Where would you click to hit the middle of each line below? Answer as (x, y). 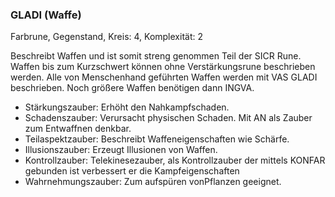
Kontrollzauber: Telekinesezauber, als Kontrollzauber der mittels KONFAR (175, 160)
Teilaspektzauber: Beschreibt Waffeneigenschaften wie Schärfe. (157, 139)
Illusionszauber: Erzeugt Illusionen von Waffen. (121, 150)
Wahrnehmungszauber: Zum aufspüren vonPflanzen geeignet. (153, 182)
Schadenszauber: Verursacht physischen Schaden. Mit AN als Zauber (168, 118)
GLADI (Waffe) (46, 15)
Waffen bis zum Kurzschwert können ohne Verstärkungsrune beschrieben (163, 67)
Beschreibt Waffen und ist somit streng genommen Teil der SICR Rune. (156, 56)
